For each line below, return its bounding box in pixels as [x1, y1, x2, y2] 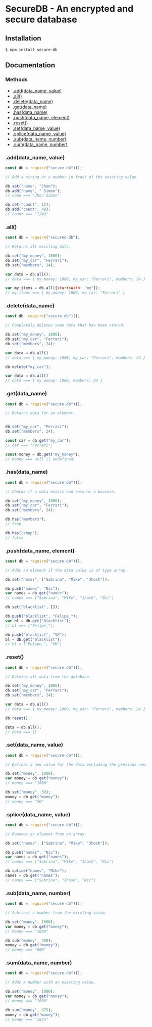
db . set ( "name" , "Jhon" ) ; [5, 183, 58, 189]
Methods [5, 76, 28, 83]
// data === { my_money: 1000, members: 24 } [5, 378, 103, 383]
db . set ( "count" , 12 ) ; [5, 202, 51, 207]
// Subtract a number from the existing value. [5, 910, 108, 915]
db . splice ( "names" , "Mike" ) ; [5, 868, 67, 873]
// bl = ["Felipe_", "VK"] [5, 641, 62, 647]
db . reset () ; [5, 716, 30, 721]
